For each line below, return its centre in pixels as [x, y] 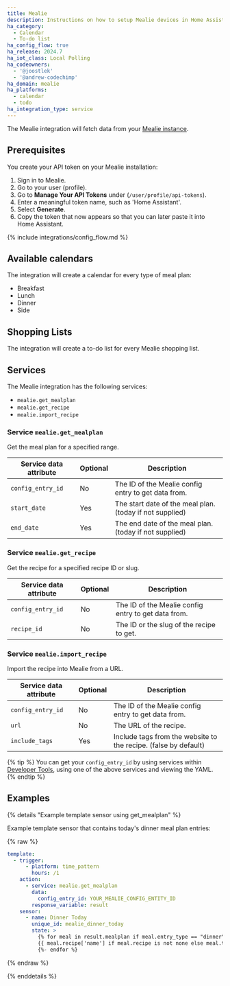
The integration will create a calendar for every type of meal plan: [99, 275]
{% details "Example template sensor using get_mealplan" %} [94, 814]
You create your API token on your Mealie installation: [82, 167]
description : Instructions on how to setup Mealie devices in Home [105, 20]
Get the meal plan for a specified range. [63, 447]
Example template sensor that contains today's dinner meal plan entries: [109, 828]
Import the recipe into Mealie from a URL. [65, 668]
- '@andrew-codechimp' [46, 77]
